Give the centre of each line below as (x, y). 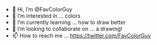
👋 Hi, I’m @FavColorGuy (42, 9)
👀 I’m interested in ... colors (46, 16)
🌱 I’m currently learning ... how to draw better (69, 22)
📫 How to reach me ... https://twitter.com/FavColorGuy (81, 36)
